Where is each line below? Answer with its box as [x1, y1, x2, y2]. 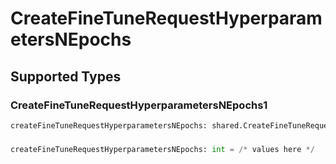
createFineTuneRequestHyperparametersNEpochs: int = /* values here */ [10, 144, 315, 154]
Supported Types [10, 68, 122, 85]
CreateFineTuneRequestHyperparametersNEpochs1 [10, 98, 268, 112]
